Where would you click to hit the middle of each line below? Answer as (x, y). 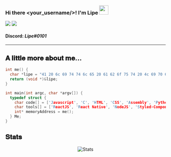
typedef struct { (28, 98)
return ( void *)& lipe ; (34, 79)
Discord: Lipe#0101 (26, 36)
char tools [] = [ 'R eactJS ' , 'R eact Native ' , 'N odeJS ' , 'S (77, 107)
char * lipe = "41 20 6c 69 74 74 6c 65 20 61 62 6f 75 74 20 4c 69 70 (86, 74)
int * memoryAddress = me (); (44, 112)
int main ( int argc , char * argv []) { (44, 93)
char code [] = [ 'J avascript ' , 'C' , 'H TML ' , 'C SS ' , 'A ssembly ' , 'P (86, 102)
